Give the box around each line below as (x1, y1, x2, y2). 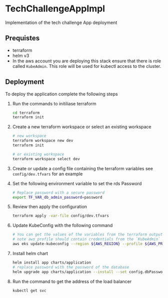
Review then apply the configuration (12, 204, 87, 210)
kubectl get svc (12, 288, 46, 293)
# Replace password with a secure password (12, 190, 105, 195)
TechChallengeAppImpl (5, 3, 105, 14)
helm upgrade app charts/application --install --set (12, 269, 127, 275)
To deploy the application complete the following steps (5, 91, 118, 97)
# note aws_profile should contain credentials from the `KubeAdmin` (12, 237, 161, 242)
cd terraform (12, 110, 40, 115)
